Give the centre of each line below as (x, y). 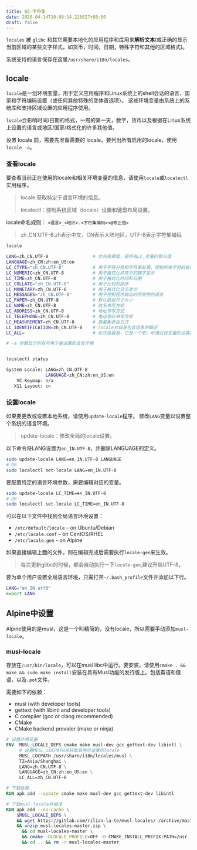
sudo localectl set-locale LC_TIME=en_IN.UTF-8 (65, 504)
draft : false (22, 22)
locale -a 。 (21, 148)
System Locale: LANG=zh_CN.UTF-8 (47, 370)
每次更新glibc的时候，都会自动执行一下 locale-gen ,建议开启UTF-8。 (102, 565)
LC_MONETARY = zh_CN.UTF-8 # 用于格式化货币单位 (72, 289)
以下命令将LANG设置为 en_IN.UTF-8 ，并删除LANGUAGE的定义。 (83, 448)
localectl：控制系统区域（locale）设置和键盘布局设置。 (87, 210)
